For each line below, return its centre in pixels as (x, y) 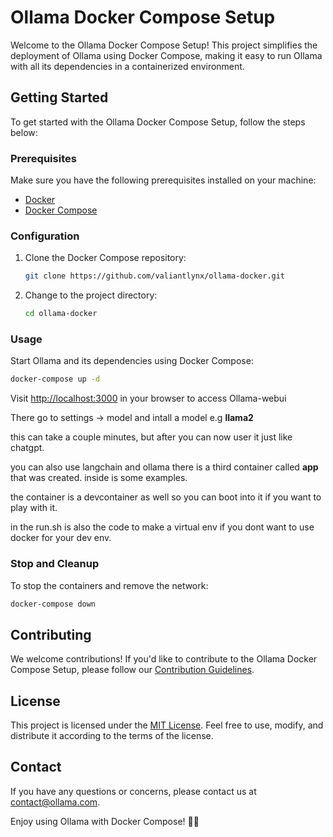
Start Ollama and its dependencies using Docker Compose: (132, 361)
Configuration (45, 236)
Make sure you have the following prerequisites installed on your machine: (163, 180)
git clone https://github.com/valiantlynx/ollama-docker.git (155, 276)
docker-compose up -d (55, 379)
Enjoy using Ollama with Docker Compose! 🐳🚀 (105, 821)
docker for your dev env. (61, 538)
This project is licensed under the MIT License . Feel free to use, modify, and (167, 725)
